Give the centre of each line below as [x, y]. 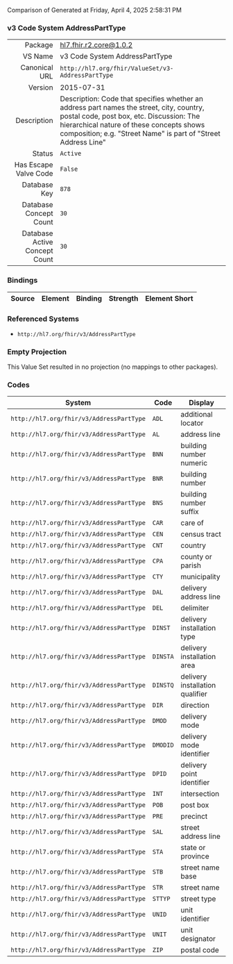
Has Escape [34, 165]
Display [202, 403]
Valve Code [34, 174]
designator [198, 939]
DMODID [163, 745]
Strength [123, 298]
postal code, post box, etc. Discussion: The [130, 116]
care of [192, 523]
